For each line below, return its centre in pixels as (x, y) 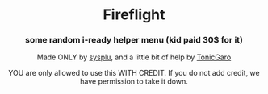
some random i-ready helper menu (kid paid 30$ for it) (134, 40)
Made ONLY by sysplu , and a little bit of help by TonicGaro (134, 57)
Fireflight (134, 15)
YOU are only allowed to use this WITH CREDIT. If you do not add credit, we (134, 73)
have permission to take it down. (134, 81)
